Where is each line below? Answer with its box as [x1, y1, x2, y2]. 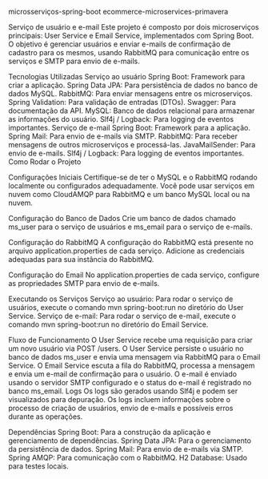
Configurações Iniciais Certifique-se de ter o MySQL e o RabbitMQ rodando [8, 172, 258, 182]
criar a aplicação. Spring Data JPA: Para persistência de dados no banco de [8, 80, 258, 90]
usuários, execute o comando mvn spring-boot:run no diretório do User [8, 303, 244, 312]
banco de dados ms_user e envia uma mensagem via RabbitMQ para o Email [8, 352, 261, 361]
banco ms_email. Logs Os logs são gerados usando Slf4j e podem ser [8, 386, 238, 396]
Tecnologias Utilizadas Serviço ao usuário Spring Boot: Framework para [8, 72, 246, 81]
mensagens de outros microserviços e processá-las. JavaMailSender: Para [8, 140, 256, 149]
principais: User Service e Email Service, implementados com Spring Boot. [8, 31, 254, 40]
